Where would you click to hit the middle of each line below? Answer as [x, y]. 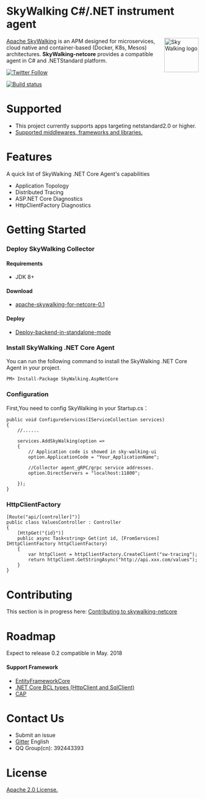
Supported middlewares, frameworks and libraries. [79, 132]
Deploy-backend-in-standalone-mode [63, 332]
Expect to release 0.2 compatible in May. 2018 [64, 653]
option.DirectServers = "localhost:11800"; [84, 473]
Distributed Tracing [39, 192]
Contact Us [35, 718]
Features [29, 157]
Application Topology [42, 186]
